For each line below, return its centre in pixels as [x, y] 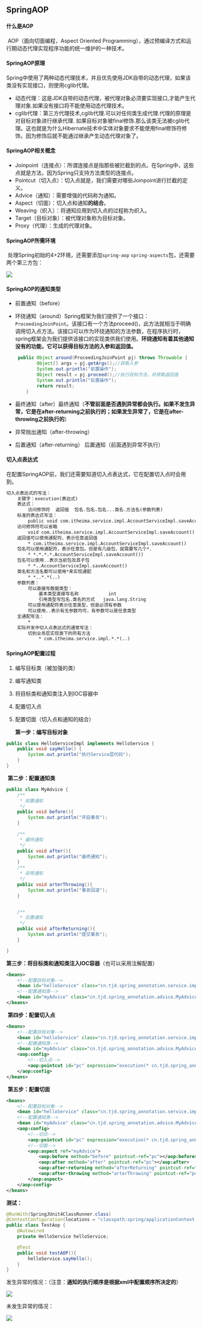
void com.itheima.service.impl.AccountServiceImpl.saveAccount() [112, 532]
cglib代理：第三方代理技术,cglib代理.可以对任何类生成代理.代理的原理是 [103, 113]
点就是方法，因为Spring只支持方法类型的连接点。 [76, 173]
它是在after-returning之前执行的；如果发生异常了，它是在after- [105, 411]
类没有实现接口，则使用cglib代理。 [49, 85]
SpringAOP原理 [26, 63]
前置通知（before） [39, 304]
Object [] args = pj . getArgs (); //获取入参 [87, 364]
